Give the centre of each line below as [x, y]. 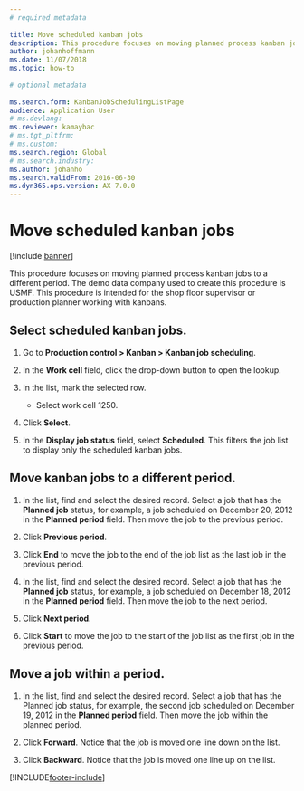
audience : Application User [62, 110]
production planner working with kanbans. [88, 302]
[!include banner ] [42, 256]
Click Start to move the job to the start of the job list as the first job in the [158, 635]
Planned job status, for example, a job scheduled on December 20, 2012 [157, 510]
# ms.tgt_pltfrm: [42, 136]
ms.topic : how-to [42, 69]
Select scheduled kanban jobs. [98, 331]
